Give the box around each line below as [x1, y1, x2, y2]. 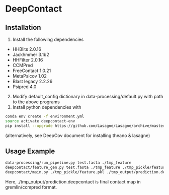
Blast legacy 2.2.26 [12, 79, 53, 84]
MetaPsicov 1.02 [12, 73, 47, 79]
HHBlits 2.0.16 [12, 46, 42, 52]
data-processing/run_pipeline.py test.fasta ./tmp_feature [5, 160, 132, 165]
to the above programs [12, 99, 60, 105]
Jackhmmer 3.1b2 [12, 51, 49, 57]
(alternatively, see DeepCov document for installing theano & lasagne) [5, 132, 150, 139]
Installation [5, 23, 41, 32]
